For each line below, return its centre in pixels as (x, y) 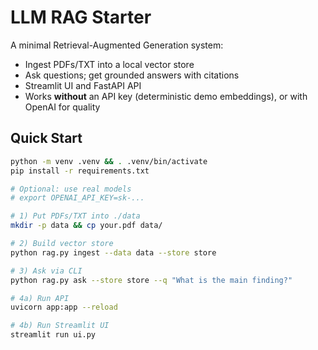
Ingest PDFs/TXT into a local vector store (109, 64)
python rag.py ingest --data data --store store (113, 252)
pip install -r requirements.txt (80, 171)
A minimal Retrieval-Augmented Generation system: (117, 45)
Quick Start (46, 138)
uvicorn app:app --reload (64, 307)
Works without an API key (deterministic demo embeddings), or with (166, 96)
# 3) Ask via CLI (46, 271)
